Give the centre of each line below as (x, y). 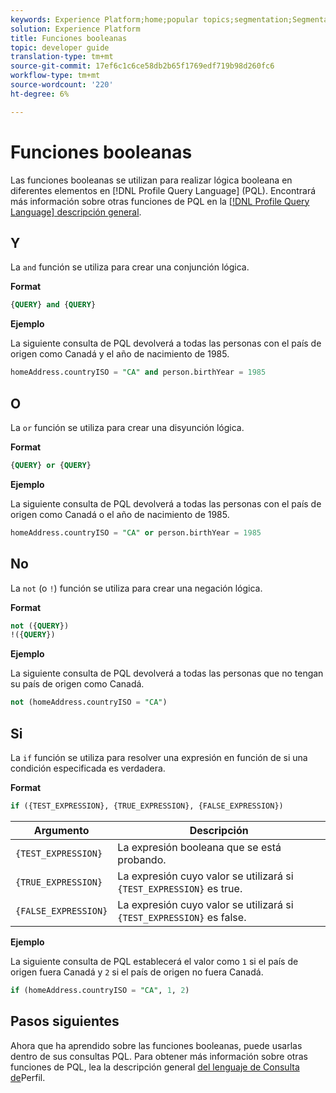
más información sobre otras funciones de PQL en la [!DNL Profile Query (160, 201)
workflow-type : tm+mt (55, 76)
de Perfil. (28, 1077)
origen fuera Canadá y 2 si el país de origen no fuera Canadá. (137, 972)
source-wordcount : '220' (62, 85)
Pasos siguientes (65, 1021)
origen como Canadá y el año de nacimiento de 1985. (120, 354)
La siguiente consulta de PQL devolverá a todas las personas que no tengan (167, 673)
